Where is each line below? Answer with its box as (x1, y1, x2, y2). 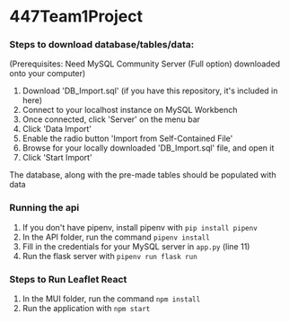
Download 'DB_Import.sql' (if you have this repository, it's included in (22, 85, 278, 96)
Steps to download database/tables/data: (9, 39, 195, 51)
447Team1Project (9, 6, 144, 27)
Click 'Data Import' (22, 124, 92, 135)
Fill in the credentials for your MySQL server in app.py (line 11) (22, 240, 250, 252)
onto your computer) (9, 68, 86, 79)
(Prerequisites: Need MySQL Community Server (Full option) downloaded (9, 58, 281, 69)
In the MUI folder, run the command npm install (22, 293, 201, 304)
